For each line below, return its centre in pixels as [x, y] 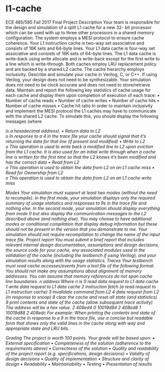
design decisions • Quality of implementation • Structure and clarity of [77, 359]
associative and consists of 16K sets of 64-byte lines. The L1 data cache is [81, 53]
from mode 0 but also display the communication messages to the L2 [76, 213]
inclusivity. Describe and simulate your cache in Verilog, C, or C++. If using [82, 74]
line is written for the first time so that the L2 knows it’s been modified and [81, 157]
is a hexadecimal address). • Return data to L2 [53, 131]
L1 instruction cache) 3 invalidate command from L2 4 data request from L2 [82, 292]
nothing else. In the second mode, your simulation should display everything [83, 208]
